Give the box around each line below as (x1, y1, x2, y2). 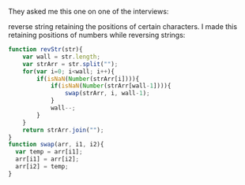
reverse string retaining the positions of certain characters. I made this (8, 22, 238, 31)
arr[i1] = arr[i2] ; (15, 155, 80, 164)
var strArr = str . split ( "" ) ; (22, 60, 119, 68)
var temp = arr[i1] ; (15, 148, 83, 156)
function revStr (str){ (8, 46, 83, 54)
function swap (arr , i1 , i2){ (8, 141, 104, 149)
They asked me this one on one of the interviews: (8, 7, 169, 16)
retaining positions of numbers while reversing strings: (8, 31, 186, 39)
